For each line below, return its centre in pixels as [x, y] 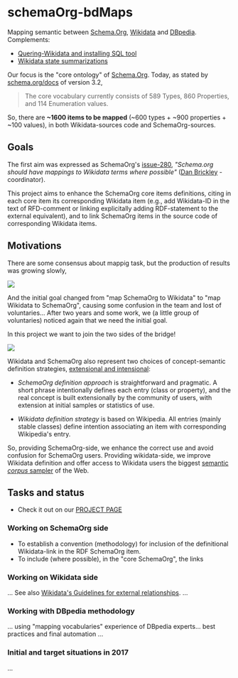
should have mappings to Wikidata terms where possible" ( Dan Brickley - [115, 172]
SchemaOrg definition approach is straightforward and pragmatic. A [118, 382]
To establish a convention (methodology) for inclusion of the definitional [123, 544]
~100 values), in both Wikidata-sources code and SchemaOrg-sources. [112, 124]
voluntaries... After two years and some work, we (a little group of [103, 313]
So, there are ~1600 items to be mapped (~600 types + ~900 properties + [117, 117]
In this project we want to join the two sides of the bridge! [92, 334]
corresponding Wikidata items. [52, 223]
